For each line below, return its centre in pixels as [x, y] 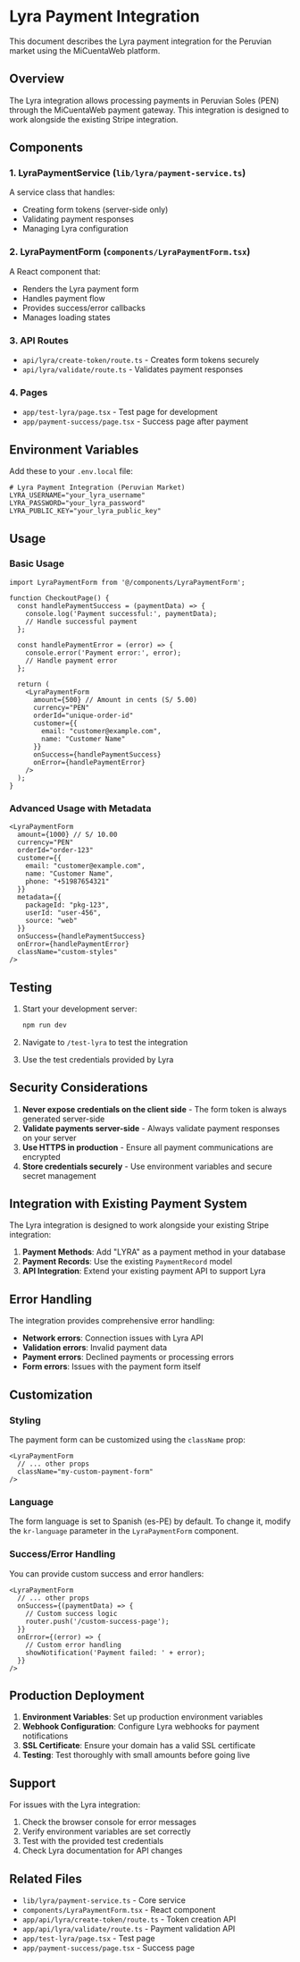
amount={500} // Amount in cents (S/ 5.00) [115, 699]
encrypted [41, 1156]
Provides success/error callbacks [83, 308]
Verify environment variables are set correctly [106, 1831]
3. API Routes [39, 340]
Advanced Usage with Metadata [80, 808]
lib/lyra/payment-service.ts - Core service [104, 1900]
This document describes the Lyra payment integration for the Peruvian [141, 41]
